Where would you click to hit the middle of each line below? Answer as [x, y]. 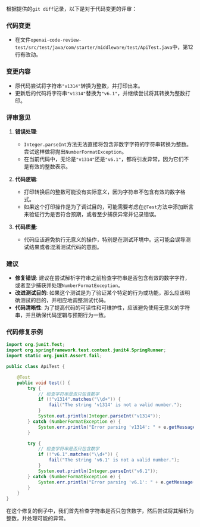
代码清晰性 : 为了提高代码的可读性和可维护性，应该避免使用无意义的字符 [102, 308]
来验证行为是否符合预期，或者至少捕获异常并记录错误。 [91, 214]
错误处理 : [26, 131]
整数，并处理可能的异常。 [37, 518]
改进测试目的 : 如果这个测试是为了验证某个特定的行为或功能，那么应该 [100, 293]
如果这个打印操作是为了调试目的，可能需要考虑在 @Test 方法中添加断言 [109, 207]
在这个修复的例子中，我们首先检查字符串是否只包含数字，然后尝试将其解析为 [100, 511]
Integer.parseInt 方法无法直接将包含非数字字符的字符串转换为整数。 [108, 144]
